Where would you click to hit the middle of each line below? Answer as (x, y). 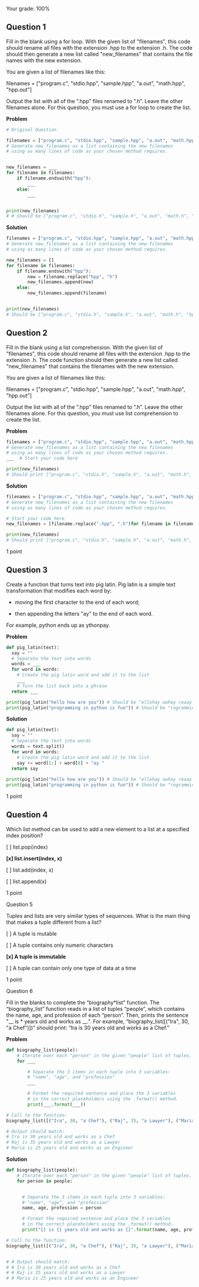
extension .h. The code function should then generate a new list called (92, 360)
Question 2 (27, 333)
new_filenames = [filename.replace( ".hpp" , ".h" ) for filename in (88, 524)
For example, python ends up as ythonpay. (58, 625)
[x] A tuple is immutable (36, 956)
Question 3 (27, 570)
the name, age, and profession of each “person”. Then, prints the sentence (97, 1015)
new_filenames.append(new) (61, 282)
